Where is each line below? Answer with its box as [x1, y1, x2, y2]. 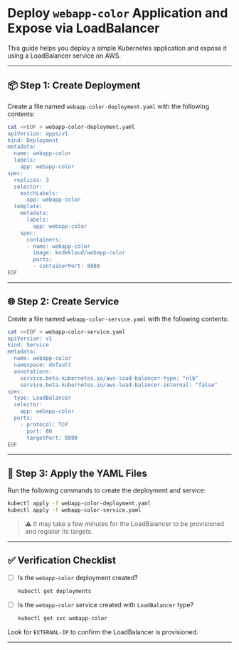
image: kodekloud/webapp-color [33, 249, 126, 257]
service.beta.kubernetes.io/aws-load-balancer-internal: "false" [20, 381, 218, 388]
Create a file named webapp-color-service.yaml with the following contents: [7, 314, 229, 323]
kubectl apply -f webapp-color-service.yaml [7, 507, 142, 514]
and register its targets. [24, 527, 94, 535]
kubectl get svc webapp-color [17, 614, 108, 621]
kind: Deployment [7, 137, 59, 144]
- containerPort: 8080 [33, 262, 100, 270]
